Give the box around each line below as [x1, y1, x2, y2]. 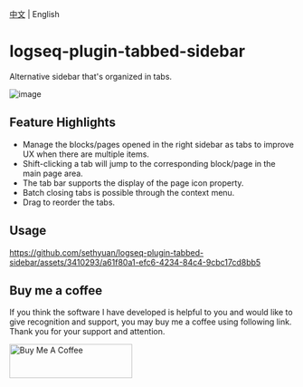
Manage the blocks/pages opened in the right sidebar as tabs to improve [22, 139, 294, 150]
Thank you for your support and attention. [9, 326, 166, 337]
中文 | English [9, 9, 61, 19]
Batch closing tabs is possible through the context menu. [22, 187, 235, 198]
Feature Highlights [9, 115, 116, 131]
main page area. [22, 168, 83, 179]
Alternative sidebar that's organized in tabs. [9, 71, 173, 82]
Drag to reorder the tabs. [22, 197, 116, 208]
